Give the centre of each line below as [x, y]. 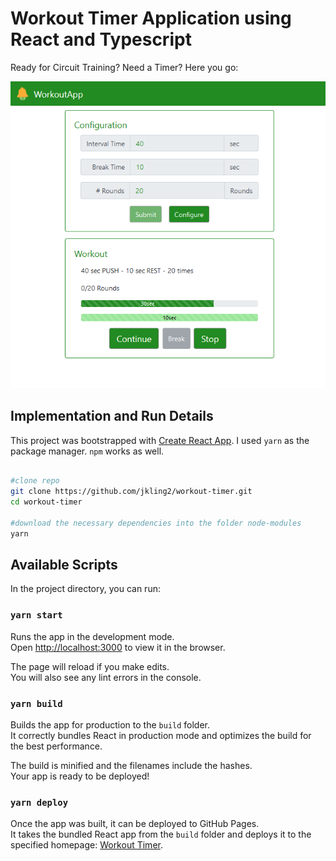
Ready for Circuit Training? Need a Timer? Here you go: [124, 67]
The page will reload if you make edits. [90, 666]
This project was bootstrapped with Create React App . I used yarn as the [160, 440]
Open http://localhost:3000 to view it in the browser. [118, 647]
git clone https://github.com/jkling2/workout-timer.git [131, 492]
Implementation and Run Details [112, 416]
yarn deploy [39, 802]
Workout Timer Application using [151, 18]
